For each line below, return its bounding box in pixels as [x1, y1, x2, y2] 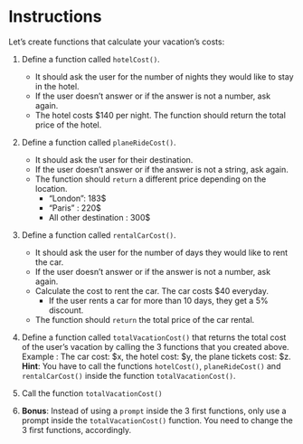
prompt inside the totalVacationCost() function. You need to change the [21, 414, 293, 426]
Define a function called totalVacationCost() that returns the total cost [21, 332, 287, 343]
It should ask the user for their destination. [34, 154, 194, 165]
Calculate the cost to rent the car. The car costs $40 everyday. [34, 285, 269, 296]
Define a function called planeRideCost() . [21, 137, 176, 147]
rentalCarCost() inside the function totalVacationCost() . [21, 370, 236, 381]
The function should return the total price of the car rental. [34, 314, 255, 325]
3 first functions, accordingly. [21, 424, 132, 435]
